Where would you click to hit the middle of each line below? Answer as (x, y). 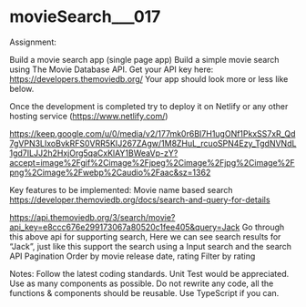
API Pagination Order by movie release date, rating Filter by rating (133, 256)
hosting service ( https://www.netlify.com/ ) (89, 116)
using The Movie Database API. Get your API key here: (112, 69)
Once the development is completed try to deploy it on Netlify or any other (149, 106)
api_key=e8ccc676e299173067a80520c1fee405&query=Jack (125, 227)
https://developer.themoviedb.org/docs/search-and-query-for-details (140, 200)
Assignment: (33, 42)
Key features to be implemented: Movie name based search (122, 189)
